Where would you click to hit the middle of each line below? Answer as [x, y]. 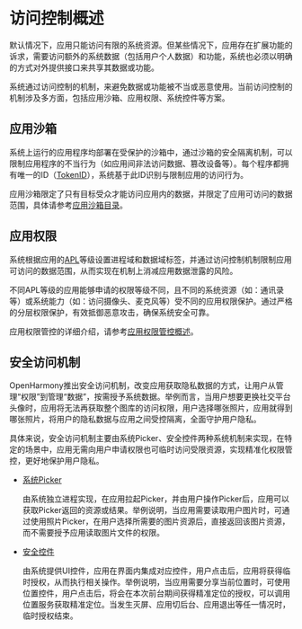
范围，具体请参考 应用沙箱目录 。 [68, 205]
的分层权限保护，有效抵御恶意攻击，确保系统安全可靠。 [111, 312]
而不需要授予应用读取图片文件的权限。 [93, 533]
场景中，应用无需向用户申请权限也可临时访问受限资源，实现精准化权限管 [159, 449]
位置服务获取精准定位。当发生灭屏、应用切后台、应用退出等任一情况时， [156, 605]
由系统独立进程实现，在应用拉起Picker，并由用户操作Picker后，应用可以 [156, 499]
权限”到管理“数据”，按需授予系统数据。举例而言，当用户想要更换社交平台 [156, 397]
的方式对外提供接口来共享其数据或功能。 [84, 67]
